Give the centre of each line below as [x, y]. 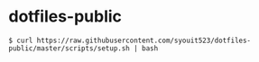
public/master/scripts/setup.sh [69, 48]
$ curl [21, 40]
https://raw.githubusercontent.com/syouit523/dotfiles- [144, 40]
